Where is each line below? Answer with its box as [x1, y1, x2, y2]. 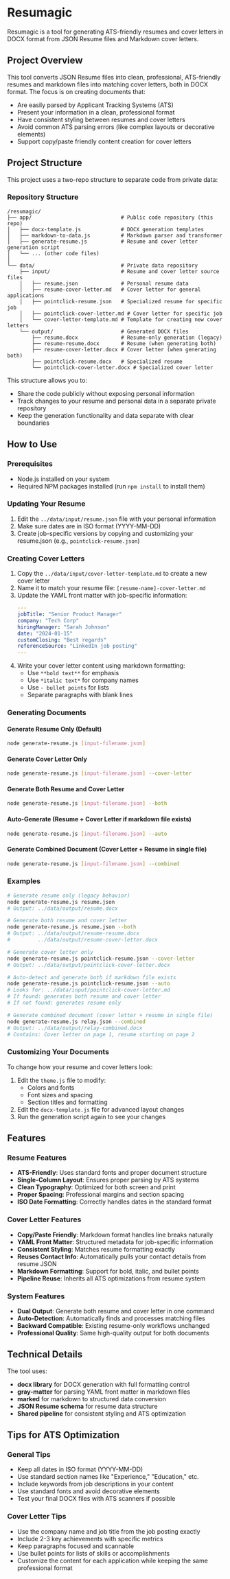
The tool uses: [7, 1367, 48, 1375]
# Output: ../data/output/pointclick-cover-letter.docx [7, 961, 170, 968]
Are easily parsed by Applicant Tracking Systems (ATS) [16, 101, 174, 109]
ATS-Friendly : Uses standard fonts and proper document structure [16, 1169, 207, 1177]
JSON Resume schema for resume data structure [16, 1402, 158, 1410]
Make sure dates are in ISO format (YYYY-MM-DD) [16, 522, 161, 530]
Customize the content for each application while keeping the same [16, 1556, 208, 1565]
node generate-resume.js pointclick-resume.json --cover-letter [7, 955, 195, 962]
